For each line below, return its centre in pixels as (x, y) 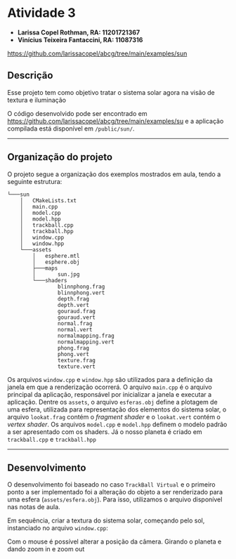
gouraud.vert (77, 317)
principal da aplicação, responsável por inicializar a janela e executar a (110, 394)
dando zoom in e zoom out (46, 549)
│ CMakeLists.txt (48, 200)
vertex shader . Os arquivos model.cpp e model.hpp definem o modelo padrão (117, 424)
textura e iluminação (37, 100)
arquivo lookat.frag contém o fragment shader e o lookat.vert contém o (114, 416)
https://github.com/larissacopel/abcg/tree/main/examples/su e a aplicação (116, 121)
